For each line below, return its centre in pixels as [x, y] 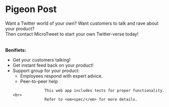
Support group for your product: [46, 70]
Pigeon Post [31, 9]
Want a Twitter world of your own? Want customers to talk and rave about [82, 23]
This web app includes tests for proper [88, 90]
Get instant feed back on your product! [53, 65]
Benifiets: [16, 50]
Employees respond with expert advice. [61, 76]
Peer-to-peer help [39, 81]
